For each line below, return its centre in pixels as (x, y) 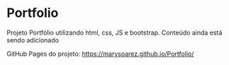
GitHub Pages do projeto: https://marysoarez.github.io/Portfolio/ (100, 54)
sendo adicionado (33, 40)
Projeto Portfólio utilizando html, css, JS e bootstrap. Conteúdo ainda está (114, 32)
